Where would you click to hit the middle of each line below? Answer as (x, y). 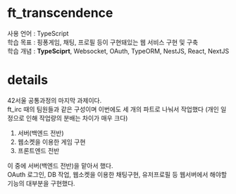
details (27, 80)
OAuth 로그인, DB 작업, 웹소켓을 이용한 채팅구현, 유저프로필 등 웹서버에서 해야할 (117, 174)
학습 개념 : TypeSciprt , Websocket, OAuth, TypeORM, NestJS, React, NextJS (118, 51)
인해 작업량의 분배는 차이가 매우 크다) (77, 118)
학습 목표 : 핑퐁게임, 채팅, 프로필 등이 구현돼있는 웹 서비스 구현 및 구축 (103, 42)
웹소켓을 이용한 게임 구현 (51, 142)
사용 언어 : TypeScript (38, 33)
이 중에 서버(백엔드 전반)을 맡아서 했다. (61, 165)
